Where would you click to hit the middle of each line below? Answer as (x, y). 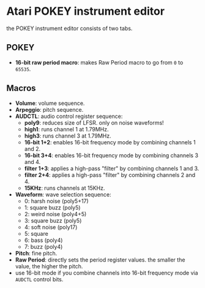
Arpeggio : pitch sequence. (49, 109)
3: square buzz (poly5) (53, 220)
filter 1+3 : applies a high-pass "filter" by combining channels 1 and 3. (112, 168)
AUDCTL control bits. (39, 279)
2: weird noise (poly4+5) (55, 214)
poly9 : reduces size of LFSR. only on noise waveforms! (94, 123)
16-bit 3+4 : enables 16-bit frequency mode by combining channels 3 (111, 155)
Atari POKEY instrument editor (86, 11)
